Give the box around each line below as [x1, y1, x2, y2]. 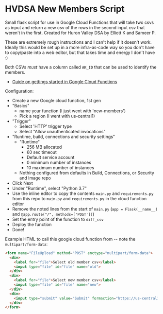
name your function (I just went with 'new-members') [19, 108, 126, 114]
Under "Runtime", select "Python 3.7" [12, 185, 87, 191]
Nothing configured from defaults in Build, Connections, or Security [19, 170, 154, 175]
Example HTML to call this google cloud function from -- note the [5, 236, 136, 242]
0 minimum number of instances [26, 159, 91, 165]
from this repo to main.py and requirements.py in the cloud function [12, 195, 147, 201]
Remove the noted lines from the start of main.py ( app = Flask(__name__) [12, 206, 158, 212]
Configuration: [5, 88, 34, 94]
